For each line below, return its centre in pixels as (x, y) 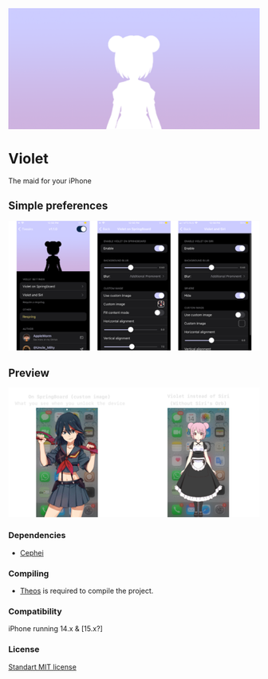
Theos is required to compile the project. (87, 591)
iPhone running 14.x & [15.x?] (56, 629)
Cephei (32, 552)
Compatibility (35, 611)
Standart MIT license (43, 667)
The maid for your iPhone (50, 181)
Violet (29, 159)
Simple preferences (58, 206)
